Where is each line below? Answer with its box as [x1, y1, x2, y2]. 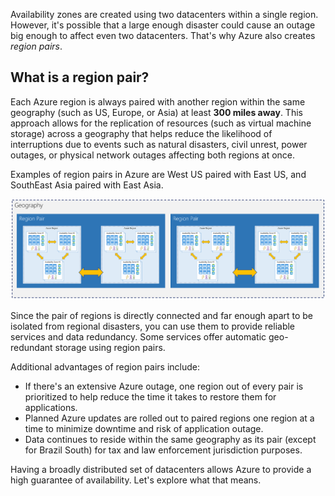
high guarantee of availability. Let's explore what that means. [10, 474, 262, 486]
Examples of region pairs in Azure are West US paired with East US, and [10, 168, 307, 180]
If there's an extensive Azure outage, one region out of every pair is [24, 380, 304, 393]
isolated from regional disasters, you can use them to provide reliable [10, 320, 296, 333]
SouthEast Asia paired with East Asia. [10, 179, 164, 191]
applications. [24, 402, 78, 414]
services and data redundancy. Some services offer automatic [10, 331, 267, 343]
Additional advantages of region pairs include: [10, 361, 200, 373]
